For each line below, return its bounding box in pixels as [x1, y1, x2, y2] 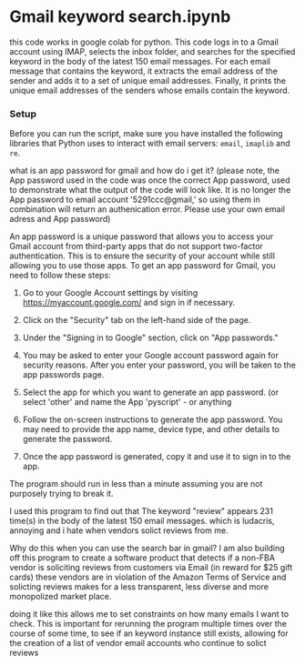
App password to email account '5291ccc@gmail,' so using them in [9, 194, 261, 206]
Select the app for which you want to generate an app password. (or [22, 387, 280, 398]
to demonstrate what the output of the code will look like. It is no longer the [9, 185, 291, 196]
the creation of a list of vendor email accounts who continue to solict [9, 638, 267, 649]
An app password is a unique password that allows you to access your [9, 231, 274, 242]
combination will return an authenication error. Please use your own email [9, 204, 285, 215]
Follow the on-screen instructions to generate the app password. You [22, 414, 283, 425]
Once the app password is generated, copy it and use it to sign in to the [22, 451, 291, 462]
